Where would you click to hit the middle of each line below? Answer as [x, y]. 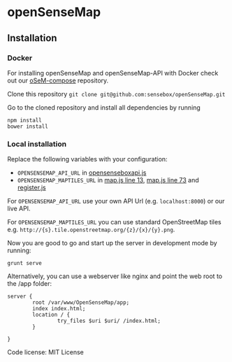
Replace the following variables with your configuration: [87, 159]
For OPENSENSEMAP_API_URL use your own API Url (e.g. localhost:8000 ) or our [116, 201]
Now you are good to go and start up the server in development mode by [113, 243]
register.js [32, 188]
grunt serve [24, 263]
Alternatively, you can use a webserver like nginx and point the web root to [115, 276]
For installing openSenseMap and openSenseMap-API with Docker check [113, 73]
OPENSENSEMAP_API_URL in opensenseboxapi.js [82, 173]
